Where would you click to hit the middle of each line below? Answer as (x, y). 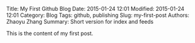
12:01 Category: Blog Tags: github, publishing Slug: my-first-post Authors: (98, 15)
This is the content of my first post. (50, 33)
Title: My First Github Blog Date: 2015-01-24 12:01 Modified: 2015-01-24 (95, 9)
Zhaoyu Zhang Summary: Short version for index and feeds (80, 21)
